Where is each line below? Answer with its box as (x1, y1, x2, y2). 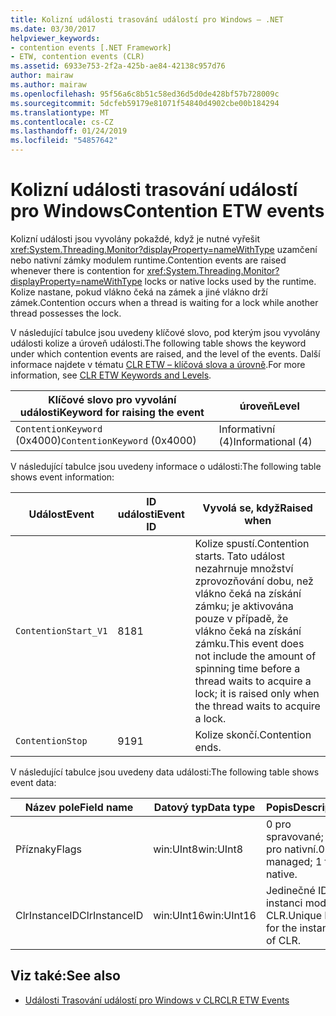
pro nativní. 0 (265, 842, 325, 856)
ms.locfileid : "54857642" (10, 136, 118, 146)
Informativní (218, 422, 276, 436)
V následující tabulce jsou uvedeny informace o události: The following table (10, 460, 322, 472)
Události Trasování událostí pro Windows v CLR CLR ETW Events (24, 994, 290, 1006)
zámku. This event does (194, 636, 305, 650)
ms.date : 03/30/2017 (10, 24, 97, 34)
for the (265, 921, 298, 935)
